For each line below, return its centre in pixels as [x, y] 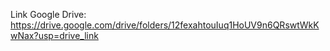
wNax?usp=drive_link [54, 35]
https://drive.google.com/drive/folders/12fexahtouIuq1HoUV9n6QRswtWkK [165, 25]
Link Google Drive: [48, 14]
